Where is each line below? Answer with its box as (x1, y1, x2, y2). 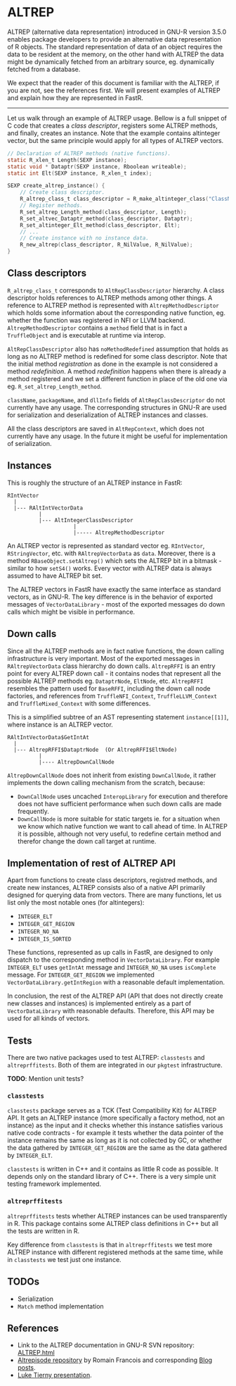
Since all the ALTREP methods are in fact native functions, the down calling (7, 646, 225, 655)
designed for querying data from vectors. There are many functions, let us (7, 891, 222, 899)
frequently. (17, 807, 49, 815)
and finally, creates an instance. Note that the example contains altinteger (7, 128, 221, 137)
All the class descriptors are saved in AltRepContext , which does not (7, 424, 205, 433)
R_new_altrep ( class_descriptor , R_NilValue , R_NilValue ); (20, 241, 193, 249)
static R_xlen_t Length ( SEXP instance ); (7, 156, 128, 163)
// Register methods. (20, 202, 83, 209)
